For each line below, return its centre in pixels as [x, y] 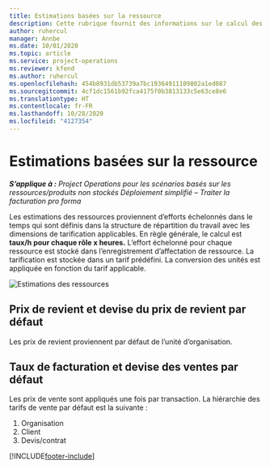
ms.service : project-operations [63, 62]
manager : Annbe [35, 38]
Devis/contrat [44, 440]
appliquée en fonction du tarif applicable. [78, 268]
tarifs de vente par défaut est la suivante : [78, 408]
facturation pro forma [45, 201]
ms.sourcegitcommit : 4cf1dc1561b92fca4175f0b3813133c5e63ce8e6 [118, 91]
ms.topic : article [40, 53]
